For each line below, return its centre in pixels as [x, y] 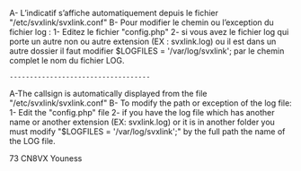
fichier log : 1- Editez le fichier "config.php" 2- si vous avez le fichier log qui [149, 32]
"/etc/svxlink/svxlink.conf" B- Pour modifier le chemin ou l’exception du [142, 22]
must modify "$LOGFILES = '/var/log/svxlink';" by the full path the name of [147, 132]
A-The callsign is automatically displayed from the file [108, 94]
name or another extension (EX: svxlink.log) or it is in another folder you [142, 122]
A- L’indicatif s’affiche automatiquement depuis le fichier [114, 13]
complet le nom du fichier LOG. [67, 60]
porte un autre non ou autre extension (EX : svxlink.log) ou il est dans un [143, 41]
